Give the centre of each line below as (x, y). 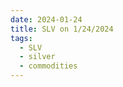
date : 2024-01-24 (46, 19)
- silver (37, 57)
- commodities (48, 66)
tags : (21, 38)
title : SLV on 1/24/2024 (62, 29)
